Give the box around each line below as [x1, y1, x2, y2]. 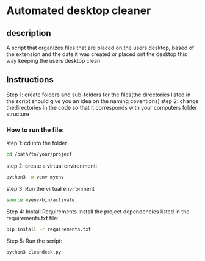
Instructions [6, 74, 54, 85]
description [6, 28, 51, 38]
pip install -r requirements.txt [6, 226, 92, 232]
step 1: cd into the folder [6, 140, 67, 147]
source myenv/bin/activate [6, 196, 75, 203]
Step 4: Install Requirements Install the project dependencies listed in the [6, 208, 190, 215]
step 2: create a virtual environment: [6, 162, 98, 170]
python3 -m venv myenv [6, 174, 64, 180]
